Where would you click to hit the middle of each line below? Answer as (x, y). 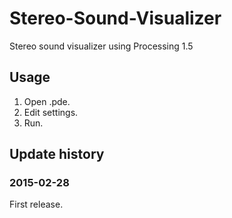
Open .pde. (47, 101)
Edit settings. (51, 112)
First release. (36, 204)
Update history (57, 154)
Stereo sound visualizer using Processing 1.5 (101, 46)
